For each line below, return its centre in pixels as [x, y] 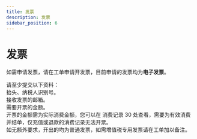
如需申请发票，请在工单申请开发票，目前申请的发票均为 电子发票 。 [88, 72]
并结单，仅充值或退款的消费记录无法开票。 [59, 122]
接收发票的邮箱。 [27, 100]
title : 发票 [20, 12]
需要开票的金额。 [27, 107]
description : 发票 [28, 17]
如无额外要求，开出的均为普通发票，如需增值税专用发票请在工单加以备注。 [98, 130]
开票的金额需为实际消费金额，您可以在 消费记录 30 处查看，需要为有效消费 [98, 115]
